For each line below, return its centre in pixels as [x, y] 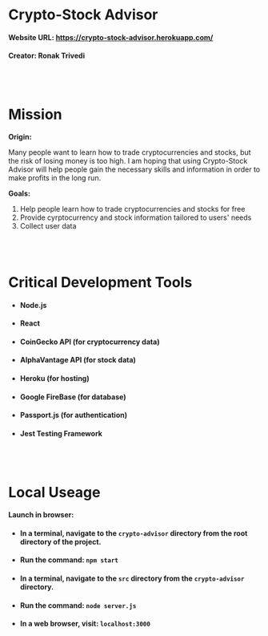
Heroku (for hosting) [54, 379]
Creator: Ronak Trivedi [47, 56]
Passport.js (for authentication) [74, 415]
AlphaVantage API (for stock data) [78, 360]
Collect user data [48, 225]
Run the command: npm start [69, 560]
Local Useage [54, 492]
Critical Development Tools [100, 283]
